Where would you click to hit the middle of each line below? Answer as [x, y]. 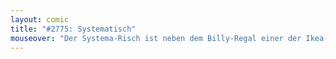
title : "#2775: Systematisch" [73, 29]
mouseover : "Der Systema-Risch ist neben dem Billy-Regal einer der [156, 38]
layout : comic [40, 19]
